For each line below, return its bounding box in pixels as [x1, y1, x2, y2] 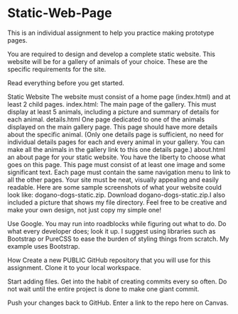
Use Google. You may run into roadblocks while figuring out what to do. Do [7, 219, 227, 228]
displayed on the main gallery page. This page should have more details [7, 122, 218, 131]
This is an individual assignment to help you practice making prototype [7, 28, 215, 37]
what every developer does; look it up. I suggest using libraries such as [7, 227, 216, 235]
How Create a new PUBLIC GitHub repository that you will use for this [7, 256, 211, 264]
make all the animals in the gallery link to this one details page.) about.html [7, 145, 226, 153]
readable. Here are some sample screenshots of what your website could [7, 183, 222, 191]
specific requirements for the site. [7, 65, 107, 73]
